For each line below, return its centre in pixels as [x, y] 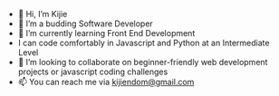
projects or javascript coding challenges [93, 72]
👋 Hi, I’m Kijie [43, 14]
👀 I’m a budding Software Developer [86, 24]
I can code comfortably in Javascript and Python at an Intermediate [144, 43]
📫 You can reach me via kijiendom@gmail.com [106, 82]
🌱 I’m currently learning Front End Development [106, 33]
